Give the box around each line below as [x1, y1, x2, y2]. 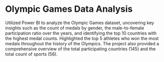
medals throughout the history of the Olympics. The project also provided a [5, 40, 159, 46]
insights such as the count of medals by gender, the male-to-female [5, 25, 144, 31]
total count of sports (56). [5, 51, 58, 57]
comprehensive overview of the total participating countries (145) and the [5, 46, 156, 52]
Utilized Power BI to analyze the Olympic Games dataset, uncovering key [5, 20, 154, 26]
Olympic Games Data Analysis [5, 3, 133, 15]
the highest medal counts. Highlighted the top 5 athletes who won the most [5, 35, 159, 41]
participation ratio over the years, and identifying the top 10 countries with [5, 30, 157, 36]
